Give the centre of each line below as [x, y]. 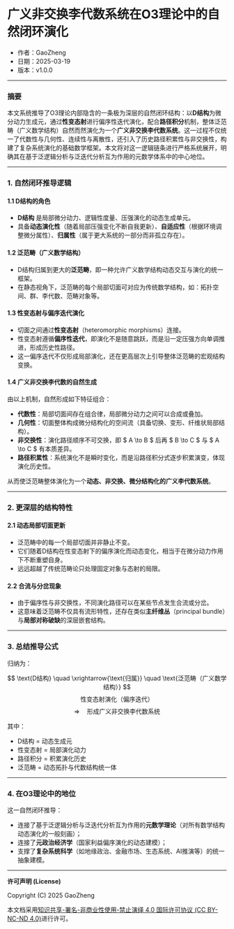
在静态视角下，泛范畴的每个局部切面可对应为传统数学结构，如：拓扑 [115, 287]
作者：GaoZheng [41, 52]
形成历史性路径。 [54, 347]
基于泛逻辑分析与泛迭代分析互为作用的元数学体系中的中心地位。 [117, 157]
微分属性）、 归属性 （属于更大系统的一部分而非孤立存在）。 [106, 236]
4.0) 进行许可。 [50, 918]
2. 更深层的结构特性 [40, 507]
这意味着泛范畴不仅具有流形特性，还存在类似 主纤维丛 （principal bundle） [121, 612]
